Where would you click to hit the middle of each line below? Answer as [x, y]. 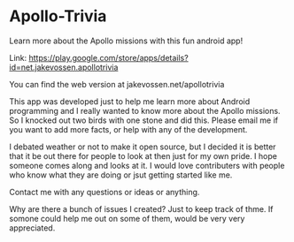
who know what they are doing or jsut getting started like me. [121, 175]
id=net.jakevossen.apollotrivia [64, 67]
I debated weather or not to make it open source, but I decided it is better [143, 147]
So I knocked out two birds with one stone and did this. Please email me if [144, 120]
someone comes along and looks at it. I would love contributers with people [147, 165]
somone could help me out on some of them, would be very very [127, 218]
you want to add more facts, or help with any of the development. [128, 129]
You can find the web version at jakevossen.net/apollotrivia [117, 84]
